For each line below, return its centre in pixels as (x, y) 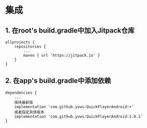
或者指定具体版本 (29, 112)
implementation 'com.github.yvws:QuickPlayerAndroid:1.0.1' (79, 116)
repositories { (30, 47)
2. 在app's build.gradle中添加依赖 (58, 81)
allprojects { (20, 42)
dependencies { (21, 93)
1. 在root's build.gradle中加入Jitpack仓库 (70, 30)
